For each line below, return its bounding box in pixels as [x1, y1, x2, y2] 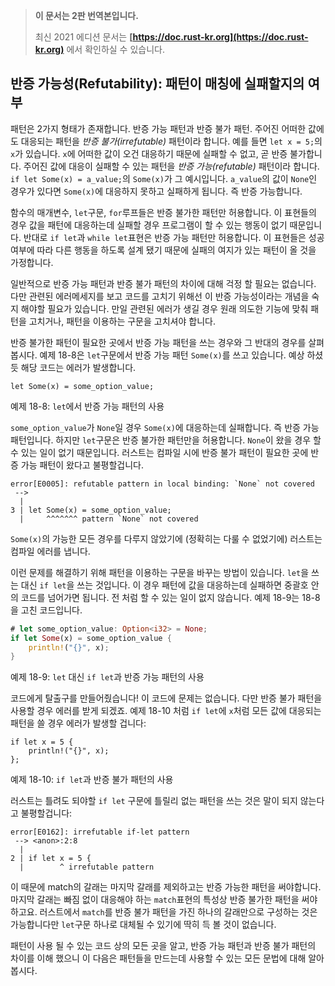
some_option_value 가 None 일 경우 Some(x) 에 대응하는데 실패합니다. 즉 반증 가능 [10, 421, 320, 433]
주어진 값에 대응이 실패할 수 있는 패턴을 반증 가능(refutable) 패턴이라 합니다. [23, 160, 320, 172]
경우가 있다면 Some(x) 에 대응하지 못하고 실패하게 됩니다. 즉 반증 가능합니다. [10, 185, 303, 197]
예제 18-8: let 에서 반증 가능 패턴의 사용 [10, 400, 165, 412]
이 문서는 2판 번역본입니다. [34, 10, 139, 21]
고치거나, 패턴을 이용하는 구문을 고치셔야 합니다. [28, 315, 216, 327]
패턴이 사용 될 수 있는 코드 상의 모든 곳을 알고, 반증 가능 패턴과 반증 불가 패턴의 [10, 940, 317, 952]
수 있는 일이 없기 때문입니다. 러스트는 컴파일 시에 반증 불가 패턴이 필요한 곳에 [10, 446, 309, 458]
